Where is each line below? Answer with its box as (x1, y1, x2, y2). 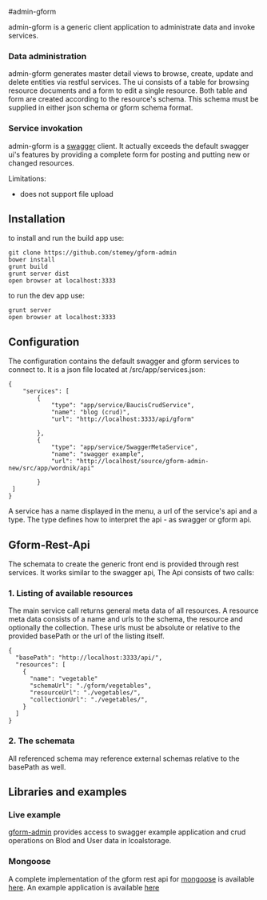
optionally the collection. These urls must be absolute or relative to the (8, 623, 241, 633)
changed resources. (8, 158, 74, 167)
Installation (8, 212, 66, 226)
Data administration (8, 50, 87, 62)
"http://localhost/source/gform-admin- (76, 458, 209, 466)
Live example (8, 809, 62, 820)
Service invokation (8, 123, 83, 134)
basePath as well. (8, 762, 66, 771)
